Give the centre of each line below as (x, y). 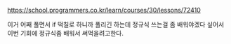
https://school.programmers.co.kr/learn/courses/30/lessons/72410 (104, 10)
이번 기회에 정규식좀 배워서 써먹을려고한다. (66, 33)
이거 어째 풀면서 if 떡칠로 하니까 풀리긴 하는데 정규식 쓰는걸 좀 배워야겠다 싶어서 (116, 24)
